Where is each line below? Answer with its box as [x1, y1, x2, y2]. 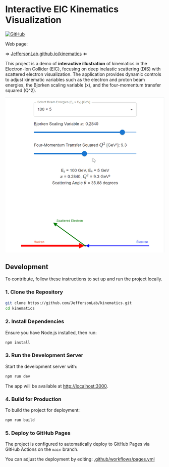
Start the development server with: [5, 363, 77, 369]
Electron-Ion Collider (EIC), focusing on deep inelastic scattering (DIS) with [5, 66, 161, 72]
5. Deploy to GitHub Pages [5, 429, 71, 436]
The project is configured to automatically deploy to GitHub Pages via [5, 441, 150, 447]
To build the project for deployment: [5, 407, 80, 413]
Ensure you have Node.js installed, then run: [5, 329, 97, 335]
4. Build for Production [5, 396, 62, 403]
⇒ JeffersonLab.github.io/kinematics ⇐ [5, 51, 87, 57]
